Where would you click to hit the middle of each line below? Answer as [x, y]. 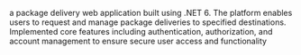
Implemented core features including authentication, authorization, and [141, 31]
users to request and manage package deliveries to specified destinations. [148, 22]
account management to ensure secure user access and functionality [138, 41]
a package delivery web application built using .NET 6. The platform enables [151, 13]
